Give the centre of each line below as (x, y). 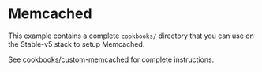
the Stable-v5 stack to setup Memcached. (77, 44)
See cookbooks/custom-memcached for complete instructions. (111, 59)
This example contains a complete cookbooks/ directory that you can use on (131, 36)
